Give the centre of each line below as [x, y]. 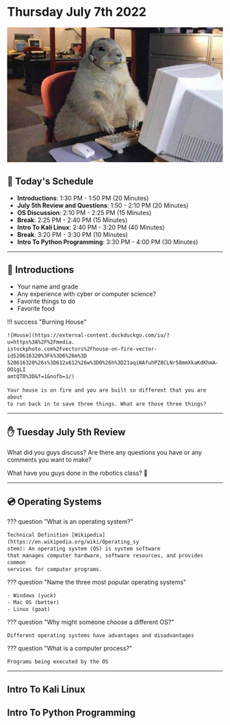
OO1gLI [16, 369]
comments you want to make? [50, 459]
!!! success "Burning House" [47, 322]
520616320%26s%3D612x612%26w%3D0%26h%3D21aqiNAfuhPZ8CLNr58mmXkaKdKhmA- [113, 362]
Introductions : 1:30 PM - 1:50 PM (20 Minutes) [83, 198]
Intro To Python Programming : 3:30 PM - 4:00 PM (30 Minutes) [107, 242]
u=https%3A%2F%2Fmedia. [41, 342]
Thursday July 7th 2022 [77, 12]
